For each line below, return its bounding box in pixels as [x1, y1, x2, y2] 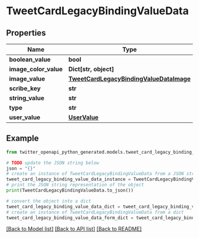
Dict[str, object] [68, 65, 114, 73]
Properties [6, 28, 46, 38]
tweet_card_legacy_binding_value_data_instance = [6, 176, 131, 182]
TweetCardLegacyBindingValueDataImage [68, 75, 191, 82]
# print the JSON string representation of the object [6, 182, 145, 188]
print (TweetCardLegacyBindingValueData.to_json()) [6, 188, 134, 193]
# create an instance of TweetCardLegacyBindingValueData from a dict [6, 209, 184, 215]
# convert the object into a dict [6, 198, 92, 204]
